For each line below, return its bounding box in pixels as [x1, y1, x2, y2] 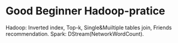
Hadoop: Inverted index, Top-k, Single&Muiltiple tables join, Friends [5, 24, 172, 31]
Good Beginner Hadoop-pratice [5, 4, 165, 18]
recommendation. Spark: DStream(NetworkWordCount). [5, 30, 144, 37]
